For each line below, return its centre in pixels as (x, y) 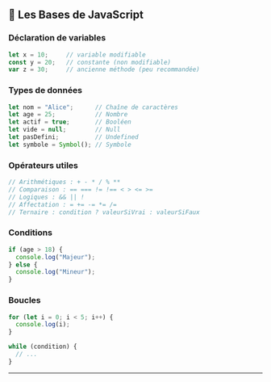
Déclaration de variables (57, 38)
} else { (23, 264)
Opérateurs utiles (44, 165)
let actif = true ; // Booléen (70, 122)
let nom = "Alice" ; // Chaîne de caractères (94, 107)
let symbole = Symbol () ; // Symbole (70, 145)
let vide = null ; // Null (65, 130)
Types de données (46, 90)
